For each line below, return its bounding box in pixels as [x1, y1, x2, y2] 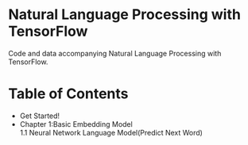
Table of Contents [8, 85, 129, 103]
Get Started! [19, 111, 60, 120]
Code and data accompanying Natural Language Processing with [8, 48, 222, 58]
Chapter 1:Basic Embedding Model [19, 119, 133, 128]
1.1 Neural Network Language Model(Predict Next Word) [19, 128, 203, 137]
